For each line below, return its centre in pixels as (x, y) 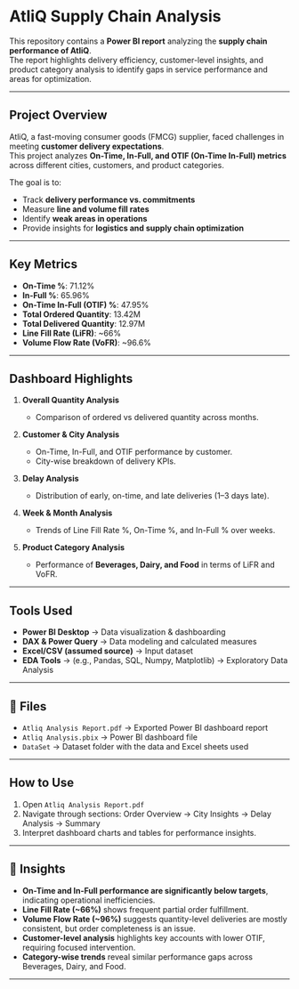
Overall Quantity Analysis (71, 400)
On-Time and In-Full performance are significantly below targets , (145, 890)
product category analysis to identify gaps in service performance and (139, 69)
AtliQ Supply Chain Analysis (115, 16)
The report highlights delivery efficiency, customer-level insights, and (137, 60)
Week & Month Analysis (67, 513)
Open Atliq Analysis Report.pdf (83, 804)
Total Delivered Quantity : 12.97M (83, 323)
